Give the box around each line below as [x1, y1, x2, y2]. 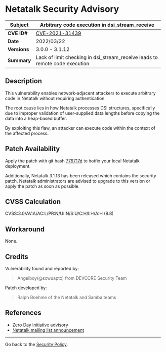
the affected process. [5, 130, 49, 136]
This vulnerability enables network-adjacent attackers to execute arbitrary [5, 90, 156, 96]
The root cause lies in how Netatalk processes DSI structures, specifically [5, 105, 155, 111]
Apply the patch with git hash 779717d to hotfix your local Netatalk [5, 157, 140, 164]
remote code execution [36, 60, 90, 67]
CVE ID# [7, 30, 28, 37]
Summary [7, 57, 31, 64]
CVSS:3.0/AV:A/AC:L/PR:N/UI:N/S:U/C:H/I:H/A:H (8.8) [5, 210, 114, 216]
